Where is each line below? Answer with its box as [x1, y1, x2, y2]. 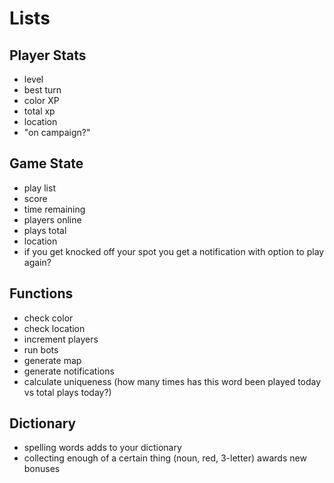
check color [23, 312, 74, 324]
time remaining [23, 203, 86, 215]
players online [23, 213, 82, 226]
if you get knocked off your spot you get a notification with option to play [23, 245, 325, 257]
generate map [23, 354, 82, 366]
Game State [9, 155, 84, 172]
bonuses [23, 463, 61, 475]
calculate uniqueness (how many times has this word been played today [23, 375, 322, 387]
